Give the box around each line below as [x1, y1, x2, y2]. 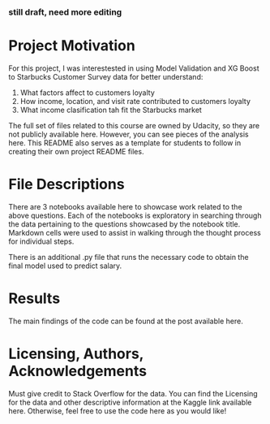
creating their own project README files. [8, 146, 144, 156]
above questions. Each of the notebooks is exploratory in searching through [8, 210, 262, 220]
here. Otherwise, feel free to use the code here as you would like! [8, 405, 227, 416]
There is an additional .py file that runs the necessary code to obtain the [8, 252, 249, 262]
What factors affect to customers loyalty [19, 88, 156, 97]
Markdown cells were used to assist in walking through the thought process [8, 227, 261, 237]
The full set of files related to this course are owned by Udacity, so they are [8, 120, 260, 130]
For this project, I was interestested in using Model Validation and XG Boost [8, 63, 259, 73]
